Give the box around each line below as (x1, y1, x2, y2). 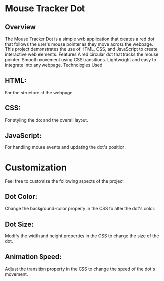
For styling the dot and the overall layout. (5, 117, 88, 123)
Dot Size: (5, 220, 34, 228)
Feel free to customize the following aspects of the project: (5, 178, 125, 184)
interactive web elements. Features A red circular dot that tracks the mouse (5, 51, 159, 57)
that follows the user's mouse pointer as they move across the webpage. (5, 41, 153, 47)
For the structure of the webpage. (5, 90, 74, 95)
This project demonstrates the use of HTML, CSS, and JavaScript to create (5, 47, 158, 52)
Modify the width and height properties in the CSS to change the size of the (5, 233, 159, 239)
